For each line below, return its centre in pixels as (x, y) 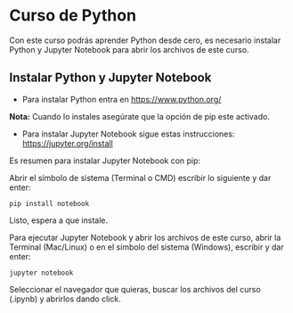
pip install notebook (49, 203)
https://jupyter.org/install (67, 143)
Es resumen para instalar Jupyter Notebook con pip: (105, 161)
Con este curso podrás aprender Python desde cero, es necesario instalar (145, 40)
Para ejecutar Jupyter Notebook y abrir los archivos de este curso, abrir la (145, 237)
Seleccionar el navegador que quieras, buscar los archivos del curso (135, 289)
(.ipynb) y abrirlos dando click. (65, 299)
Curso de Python (73, 16)
